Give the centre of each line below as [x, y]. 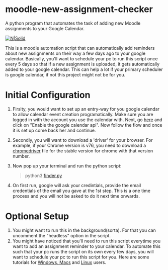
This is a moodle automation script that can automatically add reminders [80, 48]
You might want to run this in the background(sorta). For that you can [84, 230]
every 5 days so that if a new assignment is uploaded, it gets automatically [82, 64]
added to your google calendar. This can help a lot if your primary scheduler [84, 69]
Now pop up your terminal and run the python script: [67, 166]
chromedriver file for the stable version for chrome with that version [83, 151]
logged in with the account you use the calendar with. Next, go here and [87, 120]
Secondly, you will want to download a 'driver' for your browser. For [82, 140]
